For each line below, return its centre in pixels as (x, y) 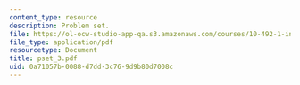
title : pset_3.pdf (43, 58)
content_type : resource (54, 17)
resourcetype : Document (54, 50)
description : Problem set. (59, 26)
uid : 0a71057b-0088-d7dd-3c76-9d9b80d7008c (92, 67)
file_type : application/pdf (62, 42)
